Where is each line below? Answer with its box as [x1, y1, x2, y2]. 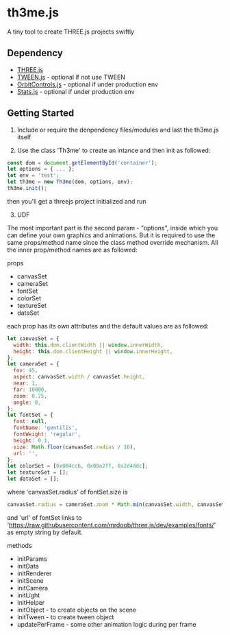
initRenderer [16, 569, 52, 577]
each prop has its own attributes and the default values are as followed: [7, 322, 209, 330]
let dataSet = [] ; [7, 475, 60, 483]
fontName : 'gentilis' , [13, 424, 78, 431]
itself [16, 132, 31, 141]
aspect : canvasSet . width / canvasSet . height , [13, 374, 146, 381]
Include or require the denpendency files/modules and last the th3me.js [16, 125, 219, 134]
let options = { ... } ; [7, 166, 75, 173]
